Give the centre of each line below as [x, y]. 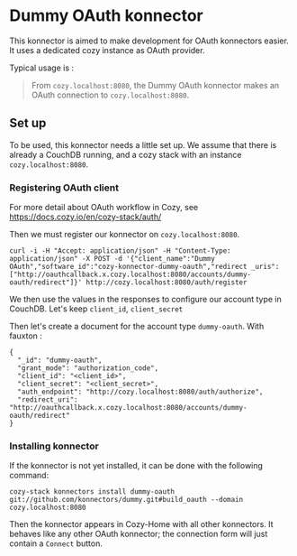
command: [29, 476]
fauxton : [26, 336]
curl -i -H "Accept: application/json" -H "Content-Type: [120, 251]
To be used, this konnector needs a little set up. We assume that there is [143, 144]
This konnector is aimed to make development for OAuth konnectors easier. [149, 41]
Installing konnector [54, 446]
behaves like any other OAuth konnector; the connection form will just [139, 534]
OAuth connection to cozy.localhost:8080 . [110, 95]
